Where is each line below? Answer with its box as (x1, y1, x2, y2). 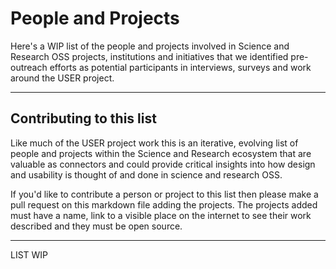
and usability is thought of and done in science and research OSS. (10, 168, 283, 181)
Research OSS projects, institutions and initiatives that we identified (10, 50, 289, 62)
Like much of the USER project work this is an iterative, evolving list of (10, 137, 299, 149)
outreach (10, 61, 48, 73)
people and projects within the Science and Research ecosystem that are (10, 147, 312, 159)
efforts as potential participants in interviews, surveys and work (49, 61, 312, 73)
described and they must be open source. (10, 220, 183, 232)
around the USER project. (10, 72, 115, 84)
